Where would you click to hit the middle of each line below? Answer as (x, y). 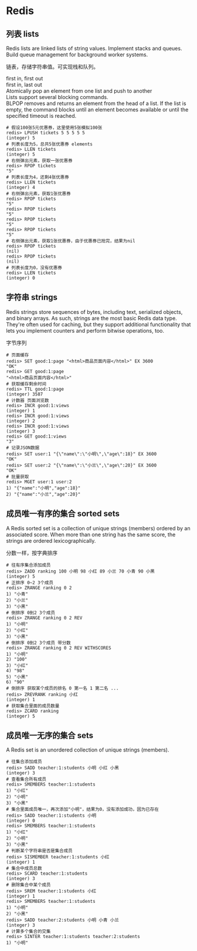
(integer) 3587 (25, 394)
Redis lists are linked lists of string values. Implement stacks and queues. (94, 48)
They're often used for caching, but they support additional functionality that (98, 324)
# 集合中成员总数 (24, 869)
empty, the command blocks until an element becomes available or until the (97, 109)
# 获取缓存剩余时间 (26, 384)
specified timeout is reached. (41, 116)
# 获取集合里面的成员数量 (33, 706)
